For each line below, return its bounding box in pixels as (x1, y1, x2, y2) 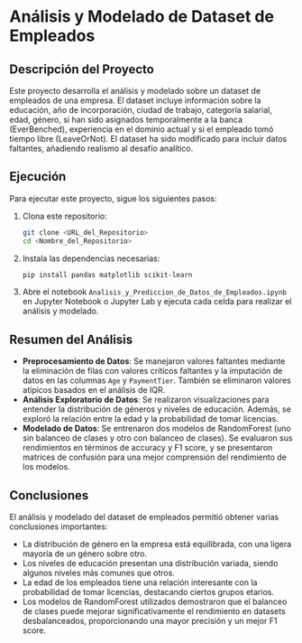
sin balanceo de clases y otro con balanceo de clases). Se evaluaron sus (22, 433, 293, 443)
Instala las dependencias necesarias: (22, 253, 160, 264)
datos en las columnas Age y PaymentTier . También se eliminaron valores (22, 375, 291, 386)
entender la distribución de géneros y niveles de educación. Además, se (22, 404, 291, 415)
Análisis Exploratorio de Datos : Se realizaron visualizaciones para (22, 395, 270, 405)
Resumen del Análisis (9, 331, 133, 347)
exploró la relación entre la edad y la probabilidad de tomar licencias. (22, 414, 279, 424)
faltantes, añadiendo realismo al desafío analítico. (9, 143, 194, 154)
